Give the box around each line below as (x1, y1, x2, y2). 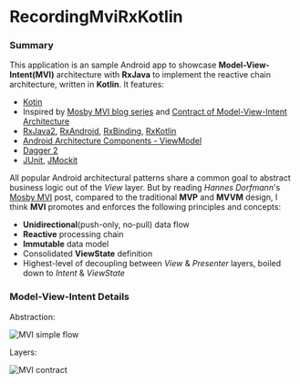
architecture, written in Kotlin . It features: (9, 79, 164, 90)
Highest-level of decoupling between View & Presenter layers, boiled (22, 258, 282, 269)
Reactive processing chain (22, 229, 124, 240)
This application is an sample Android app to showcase (9, 59, 217, 70)
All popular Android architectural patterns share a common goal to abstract (9, 172, 292, 183)
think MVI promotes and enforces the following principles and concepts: (9, 202, 281, 213)
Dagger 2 (22, 145, 58, 156)
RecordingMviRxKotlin (9, 6, 183, 27)
